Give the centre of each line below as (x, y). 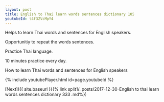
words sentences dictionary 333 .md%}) (46, 94)
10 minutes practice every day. (36, 61)
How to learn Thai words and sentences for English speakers (67, 70)
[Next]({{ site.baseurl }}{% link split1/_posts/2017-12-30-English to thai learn (82, 89)
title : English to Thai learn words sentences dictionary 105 (70, 14)
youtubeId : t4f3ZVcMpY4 (29, 19)
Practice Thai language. (29, 51)
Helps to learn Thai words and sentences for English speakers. (68, 33)
